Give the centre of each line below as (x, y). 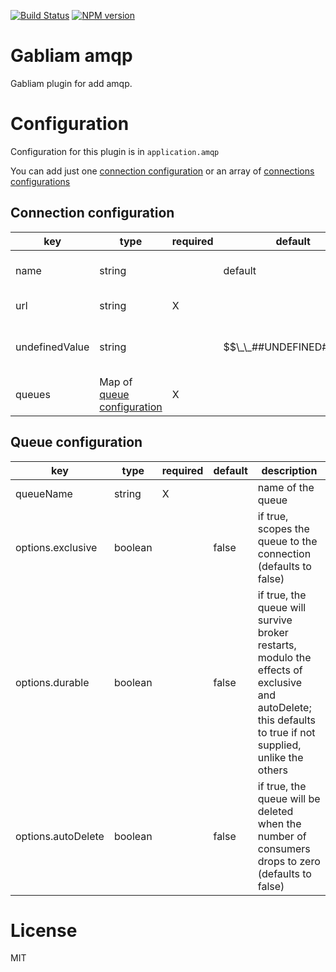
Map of (116, 382)
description (289, 470)
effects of (280, 670)
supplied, (279, 745)
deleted (275, 811)
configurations (40, 181)
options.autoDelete (60, 836)
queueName (44, 493)
